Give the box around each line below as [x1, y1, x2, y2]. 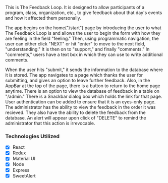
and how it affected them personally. [5, 15, 82, 21]
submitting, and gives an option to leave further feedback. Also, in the [5, 78, 150, 83]
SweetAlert [12, 172, 36, 178]
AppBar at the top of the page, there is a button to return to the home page [5, 83, 160, 89]
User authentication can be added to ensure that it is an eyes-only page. [5, 99, 156, 105]
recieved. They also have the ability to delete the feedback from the [5, 109, 146, 115]
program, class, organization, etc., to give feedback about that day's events [5, 10, 162, 16]
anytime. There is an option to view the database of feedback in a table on [5, 88, 160, 94]
